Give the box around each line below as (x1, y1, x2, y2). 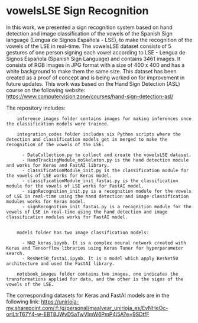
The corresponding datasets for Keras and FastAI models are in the (6, 292, 170, 299)
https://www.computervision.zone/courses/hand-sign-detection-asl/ (6, 93, 174, 100)
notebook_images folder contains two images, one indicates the (17, 271, 178, 277)
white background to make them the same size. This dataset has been (6, 67, 177, 75)
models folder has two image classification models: (17, 230, 150, 235)
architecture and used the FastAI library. (6, 260, 115, 267)
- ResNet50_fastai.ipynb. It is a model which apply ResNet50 (21, 256, 178, 261)
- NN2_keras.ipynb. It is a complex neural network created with (21, 240, 186, 246)
